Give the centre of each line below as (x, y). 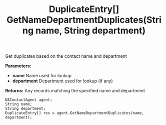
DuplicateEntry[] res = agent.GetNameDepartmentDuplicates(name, (74, 113)
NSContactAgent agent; (29, 100)
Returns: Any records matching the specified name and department (75, 91)
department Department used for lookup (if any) (63, 81)
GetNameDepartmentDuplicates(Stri (84, 20)
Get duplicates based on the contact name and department (66, 56)
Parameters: (18, 66)
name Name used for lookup (42, 76)
